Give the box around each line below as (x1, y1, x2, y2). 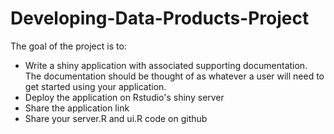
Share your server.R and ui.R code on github (24, 112, 208, 124)
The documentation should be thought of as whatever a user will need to (24, 70, 325, 82)
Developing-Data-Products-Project (10, 7, 310, 30)
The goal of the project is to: (10, 40, 127, 52)
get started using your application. (24, 80, 167, 92)
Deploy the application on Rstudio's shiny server (24, 91, 225, 103)
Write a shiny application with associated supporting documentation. (24, 59, 308, 71)
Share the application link (24, 102, 130, 114)
